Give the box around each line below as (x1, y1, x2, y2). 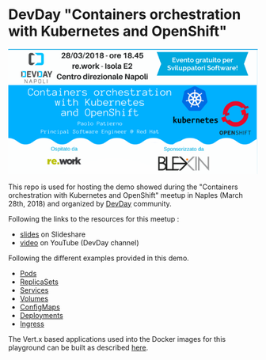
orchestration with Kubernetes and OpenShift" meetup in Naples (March (8, 190, 244, 199)
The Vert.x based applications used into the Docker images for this (8, 334, 226, 343)
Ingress (19, 319, 45, 328)
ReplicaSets (19, 277, 59, 286)
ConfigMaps (19, 302, 61, 312)
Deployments (19, 310, 63, 320)
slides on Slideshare (19, 229, 85, 239)
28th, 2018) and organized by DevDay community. (8, 199, 172, 208)
